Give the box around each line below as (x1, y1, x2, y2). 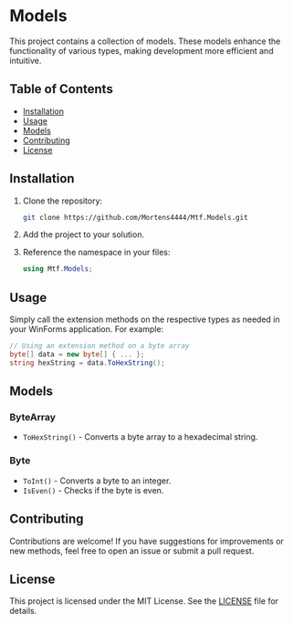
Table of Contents (9, 81, 114, 97)
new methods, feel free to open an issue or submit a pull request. (9, 545, 255, 556)
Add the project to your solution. (22, 229, 144, 240)
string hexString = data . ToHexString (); (9, 358, 166, 368)
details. (9, 606, 37, 617)
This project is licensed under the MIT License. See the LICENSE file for (9, 596, 279, 607)
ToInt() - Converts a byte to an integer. (22, 475, 172, 486)
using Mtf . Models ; (22, 265, 93, 274)
